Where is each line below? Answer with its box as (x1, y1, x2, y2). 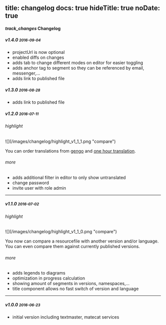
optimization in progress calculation (12, 275, 85, 281)
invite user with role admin (12, 185, 67, 191)
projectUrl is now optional (12, 49, 65, 55)
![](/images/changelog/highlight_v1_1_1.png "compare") (5, 138, 116, 144)
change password (12, 180, 49, 186)
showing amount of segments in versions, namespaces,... (12, 281, 130, 286)
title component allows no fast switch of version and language (12, 286, 139, 292)
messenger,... (12, 70, 41, 76)
